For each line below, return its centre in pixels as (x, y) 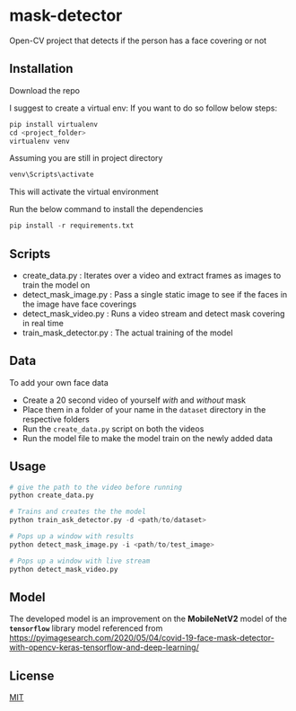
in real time (43, 323)
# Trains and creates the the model (78, 512)
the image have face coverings (79, 304)
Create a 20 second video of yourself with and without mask (134, 400)
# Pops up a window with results (72, 537)
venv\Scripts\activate (52, 175)
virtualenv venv (39, 141)
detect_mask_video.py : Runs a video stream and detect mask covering (153, 313)
